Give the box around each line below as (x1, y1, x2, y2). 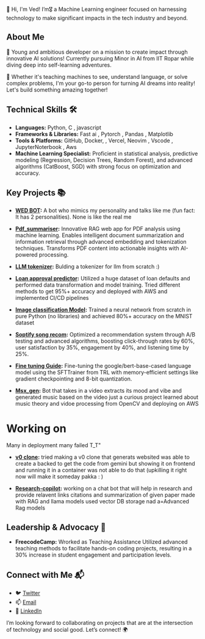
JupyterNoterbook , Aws (15, 143, 77, 150)
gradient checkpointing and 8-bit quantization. (15, 375, 132, 382)
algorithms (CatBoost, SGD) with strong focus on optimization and (15, 162, 182, 170)
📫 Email (15, 599, 37, 605)
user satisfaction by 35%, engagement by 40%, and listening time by (15, 344, 189, 351)
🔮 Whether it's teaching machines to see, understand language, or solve (6, 73, 188, 80)
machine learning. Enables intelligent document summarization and (15, 232, 184, 239)
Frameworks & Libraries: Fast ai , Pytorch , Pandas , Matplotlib (15, 130, 174, 137)
